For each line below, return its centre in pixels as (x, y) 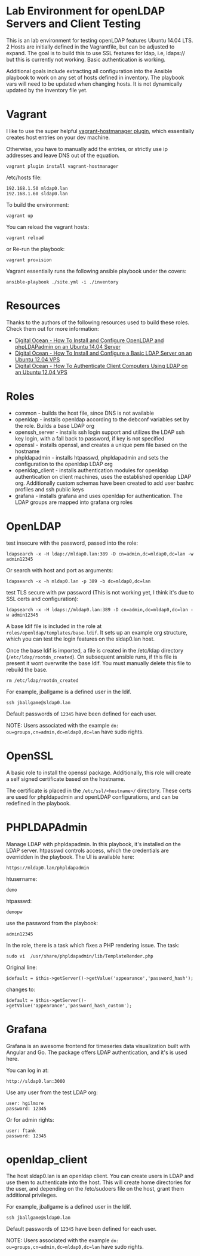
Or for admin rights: (30, 1119)
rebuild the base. (27, 669)
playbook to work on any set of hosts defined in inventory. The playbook (95, 77)
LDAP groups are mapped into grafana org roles (74, 502)
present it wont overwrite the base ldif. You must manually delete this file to (99, 663)
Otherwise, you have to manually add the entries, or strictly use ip (87, 149)
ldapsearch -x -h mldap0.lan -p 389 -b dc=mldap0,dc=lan (79, 581)
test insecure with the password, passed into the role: (72, 543)
